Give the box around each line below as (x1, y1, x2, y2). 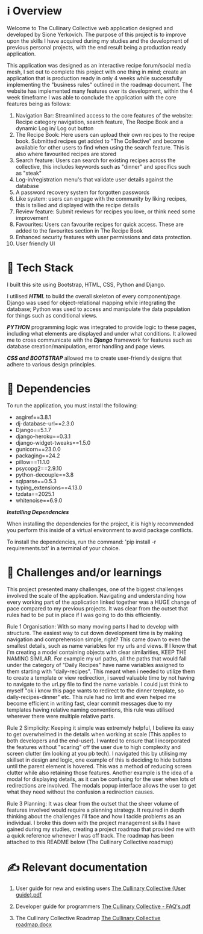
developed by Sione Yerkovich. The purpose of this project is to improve (7, 31, 186, 38)
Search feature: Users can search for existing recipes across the (15, 157, 176, 164)
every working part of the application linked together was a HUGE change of (7, 598, 196, 606)
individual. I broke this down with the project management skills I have (7, 819, 181, 826)
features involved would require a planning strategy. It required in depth (7, 806, 185, 813)
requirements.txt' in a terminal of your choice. (7, 544, 120, 551)
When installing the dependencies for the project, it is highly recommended (7, 520, 194, 527)
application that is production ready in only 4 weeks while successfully (7, 74, 183, 81)
